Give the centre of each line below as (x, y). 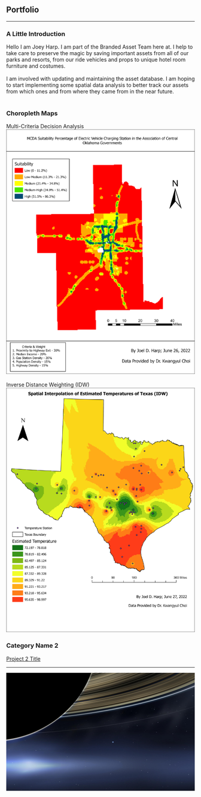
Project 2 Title (23, 659)
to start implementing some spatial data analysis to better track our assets (98, 85)
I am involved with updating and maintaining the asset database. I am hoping (100, 79)
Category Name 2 (32, 645)
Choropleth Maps (32, 113)
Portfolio (23, 10)
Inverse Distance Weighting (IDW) (48, 384)
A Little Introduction (36, 34)
